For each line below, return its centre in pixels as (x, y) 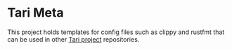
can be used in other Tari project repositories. (73, 39)
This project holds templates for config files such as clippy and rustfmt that (116, 32)
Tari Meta (36, 13)
